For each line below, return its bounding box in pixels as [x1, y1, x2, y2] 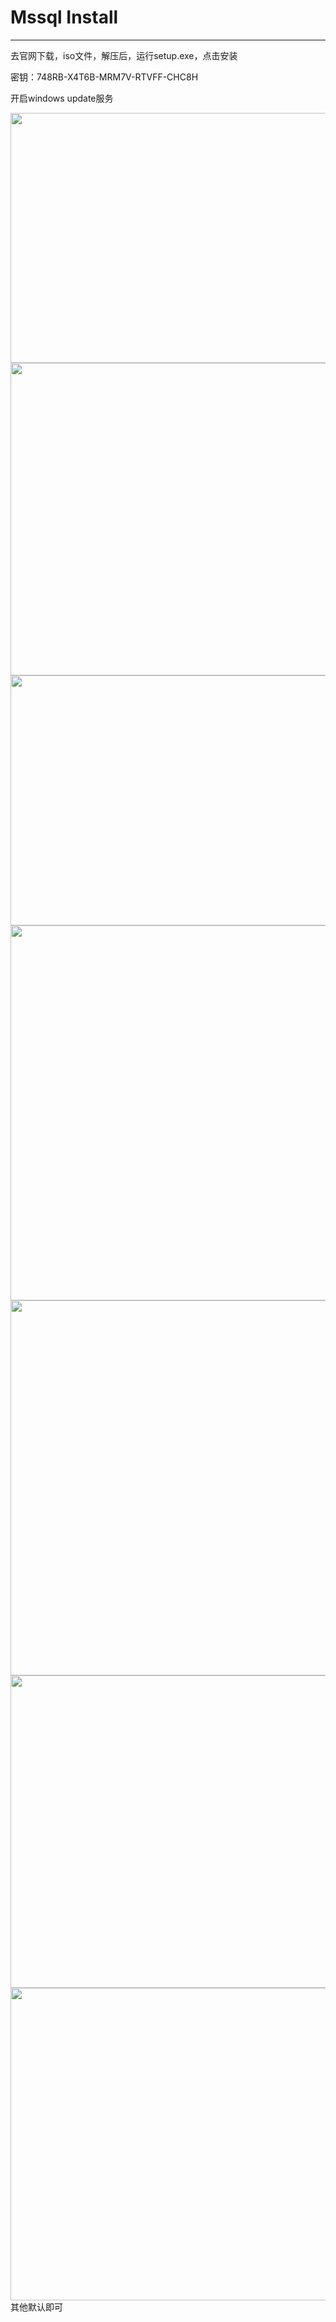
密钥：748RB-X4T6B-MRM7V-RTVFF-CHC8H [10, 71, 199, 83]
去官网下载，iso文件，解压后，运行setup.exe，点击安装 [10, 49, 238, 61]
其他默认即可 [10, 2301, 63, 2313]
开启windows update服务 [10, 92, 114, 104]
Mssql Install [10, 6, 119, 29]
